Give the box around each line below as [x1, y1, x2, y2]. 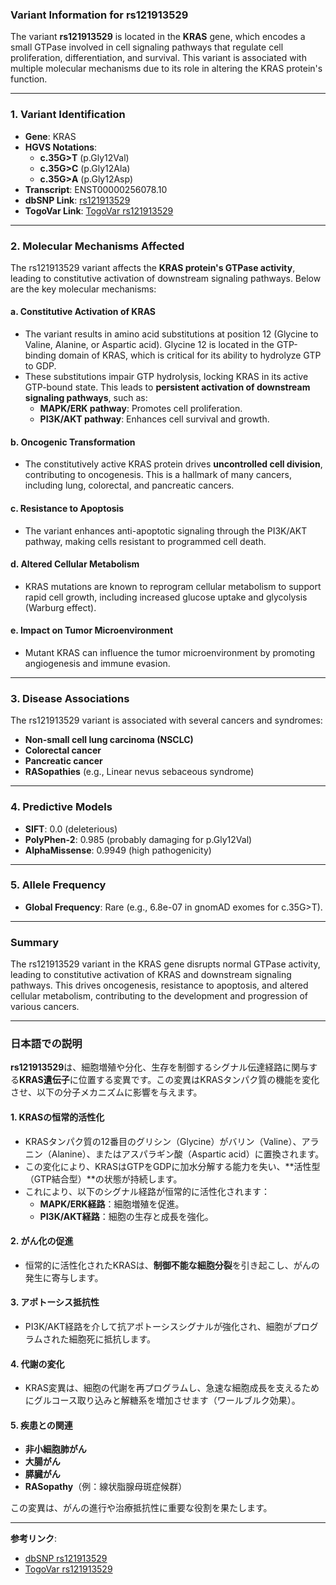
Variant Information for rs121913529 [10, 8, 189, 22]
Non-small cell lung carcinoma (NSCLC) [24, 734, 194, 746]
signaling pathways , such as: [24, 392, 148, 404]
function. [10, 73, 48, 85]
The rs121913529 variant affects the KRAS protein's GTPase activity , [10, 261, 296, 273]
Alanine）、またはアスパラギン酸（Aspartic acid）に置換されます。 [51, 1148, 325, 1160]
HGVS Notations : [24, 141, 98, 153]
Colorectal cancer [24, 744, 102, 757]
